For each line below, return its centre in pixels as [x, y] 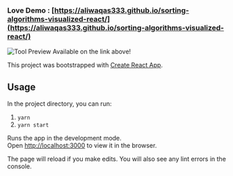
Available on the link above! [92, 51]
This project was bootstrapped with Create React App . [85, 65]
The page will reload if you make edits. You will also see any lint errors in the [116, 159]
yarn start [33, 125]
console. [20, 166]
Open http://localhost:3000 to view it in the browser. [82, 145]
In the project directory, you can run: [59, 104]
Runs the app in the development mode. [64, 138]
